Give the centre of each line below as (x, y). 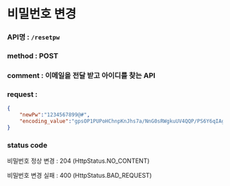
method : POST (33, 56)
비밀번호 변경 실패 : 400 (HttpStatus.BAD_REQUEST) (79, 176)
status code (27, 145)
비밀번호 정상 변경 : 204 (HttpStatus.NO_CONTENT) (78, 161)
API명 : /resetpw (34, 37)
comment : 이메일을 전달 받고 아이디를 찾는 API (81, 75)
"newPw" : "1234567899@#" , (55, 115)
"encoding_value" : (46, 121)
